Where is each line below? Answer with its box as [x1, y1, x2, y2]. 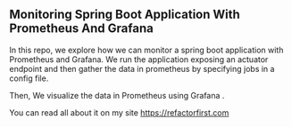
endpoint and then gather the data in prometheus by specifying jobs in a [9, 63, 275, 74]
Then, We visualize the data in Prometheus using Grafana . [9, 90, 225, 100]
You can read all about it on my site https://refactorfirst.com [9, 107, 229, 118]
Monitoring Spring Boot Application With [9, 7, 241, 22]
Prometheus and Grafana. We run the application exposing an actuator [9, 53, 269, 65]
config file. [9, 73, 49, 83]
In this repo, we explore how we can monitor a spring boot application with [9, 44, 284, 55]
